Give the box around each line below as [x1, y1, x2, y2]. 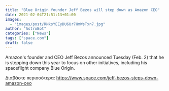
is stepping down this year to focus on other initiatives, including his [5, 59, 147, 66]
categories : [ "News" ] [5, 31, 51, 36]
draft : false [5, 40, 33, 45]
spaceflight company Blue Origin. [5, 65, 75, 71]
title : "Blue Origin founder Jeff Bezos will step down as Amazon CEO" [5, 7, 160, 13]
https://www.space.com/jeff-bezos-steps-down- [56, 74, 159, 81]
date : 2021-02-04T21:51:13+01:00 [5, 12, 76, 17]
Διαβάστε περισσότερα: [5, 74, 55, 81]
